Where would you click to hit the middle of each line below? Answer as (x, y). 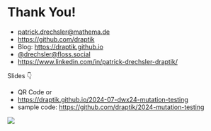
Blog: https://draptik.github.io (61, 46)
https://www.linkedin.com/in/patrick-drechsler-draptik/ (98, 61)
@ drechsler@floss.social (54, 54)
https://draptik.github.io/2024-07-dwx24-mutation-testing (103, 99)
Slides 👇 (20, 75)
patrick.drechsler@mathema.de (64, 32)
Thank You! (42, 12)
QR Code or (35, 92)
